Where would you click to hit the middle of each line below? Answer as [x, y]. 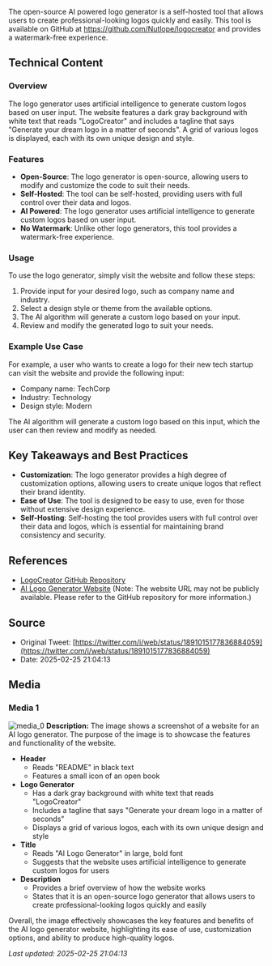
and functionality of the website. [62, 743]
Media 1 [24, 708]
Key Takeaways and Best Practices [98, 455]
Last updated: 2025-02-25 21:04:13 [68, 953]
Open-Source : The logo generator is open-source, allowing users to [134, 177]
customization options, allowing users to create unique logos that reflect [140, 483]
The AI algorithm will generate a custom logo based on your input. [130, 317]
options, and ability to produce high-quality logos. [91, 938]
